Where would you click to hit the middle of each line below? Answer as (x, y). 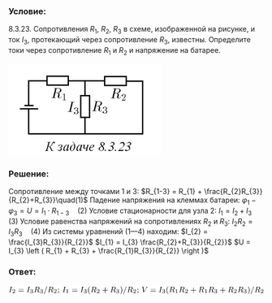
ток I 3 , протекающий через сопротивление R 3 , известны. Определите (130, 41)
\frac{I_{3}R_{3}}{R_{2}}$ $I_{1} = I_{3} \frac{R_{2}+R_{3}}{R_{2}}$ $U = (130, 242)
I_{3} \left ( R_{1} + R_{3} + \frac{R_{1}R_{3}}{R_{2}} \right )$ (109, 251)
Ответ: (22, 272)
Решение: (29, 174)
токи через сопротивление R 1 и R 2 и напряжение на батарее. (114, 51)
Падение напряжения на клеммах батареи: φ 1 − (173, 201)
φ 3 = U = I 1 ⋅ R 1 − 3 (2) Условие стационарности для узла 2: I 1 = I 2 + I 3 (130, 211)
